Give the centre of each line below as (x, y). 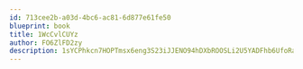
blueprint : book (40, 26)
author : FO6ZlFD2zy (46, 43)
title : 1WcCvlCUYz (44, 34)
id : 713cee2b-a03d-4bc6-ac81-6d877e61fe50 (90, 17)
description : (34, 51)
